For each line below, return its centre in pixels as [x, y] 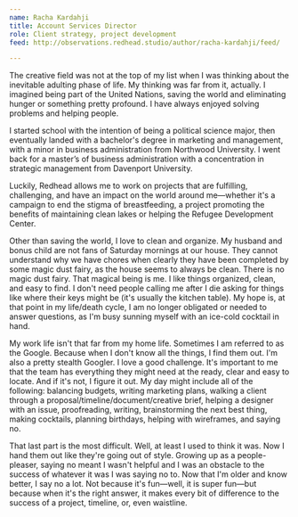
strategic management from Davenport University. [101, 168]
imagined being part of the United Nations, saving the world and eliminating [148, 94]
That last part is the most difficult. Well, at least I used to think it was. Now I [147, 446]
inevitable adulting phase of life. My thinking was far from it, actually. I [137, 85]
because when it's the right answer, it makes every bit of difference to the [145, 493]
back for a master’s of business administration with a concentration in [137, 159]
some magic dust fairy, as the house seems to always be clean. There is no [147, 269]
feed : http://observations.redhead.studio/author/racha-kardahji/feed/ [145, 42]
